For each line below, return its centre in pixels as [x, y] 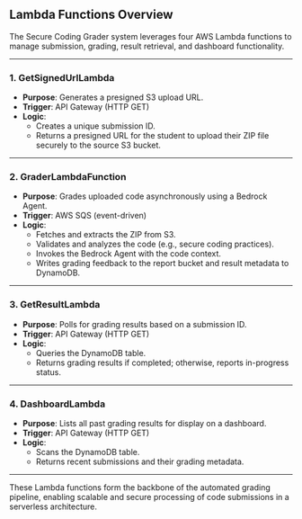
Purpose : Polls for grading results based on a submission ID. [134, 324]
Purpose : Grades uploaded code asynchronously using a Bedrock [145, 196]
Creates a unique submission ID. [95, 126]
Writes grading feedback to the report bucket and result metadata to [162, 264]
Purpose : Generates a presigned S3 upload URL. [113, 97]
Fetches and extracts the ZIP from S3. [106, 235]
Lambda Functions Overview [91, 15]
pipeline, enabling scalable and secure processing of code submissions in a [149, 497]
